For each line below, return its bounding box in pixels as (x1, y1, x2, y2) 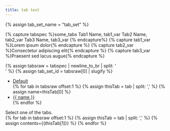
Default (12, 78, 28, 84)
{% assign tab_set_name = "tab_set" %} (5, 21, 89, 27)
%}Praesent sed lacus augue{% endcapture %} (5, 53, 105, 59)
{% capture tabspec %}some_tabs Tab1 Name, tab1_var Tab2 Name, (5, 31, 147, 37)
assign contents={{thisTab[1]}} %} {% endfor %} (5, 120, 107, 126)
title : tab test (5, 7, 40, 13)
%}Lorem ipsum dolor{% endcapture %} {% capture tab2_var (5, 42, 134, 48)
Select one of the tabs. (5, 109, 53, 115)
